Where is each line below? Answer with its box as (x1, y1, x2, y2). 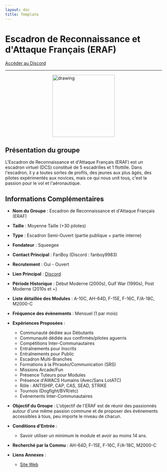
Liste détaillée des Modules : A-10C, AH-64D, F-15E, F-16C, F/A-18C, (12, 295, 155, 301)
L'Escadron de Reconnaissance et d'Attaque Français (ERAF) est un (5, 159, 143, 165)
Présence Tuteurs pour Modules (19, 372, 86, 378)
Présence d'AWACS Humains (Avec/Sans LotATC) (19, 378, 122, 383)
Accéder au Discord (5, 60, 46, 66)
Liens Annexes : (12, 452, 46, 458)
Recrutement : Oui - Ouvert (12, 262, 70, 268)
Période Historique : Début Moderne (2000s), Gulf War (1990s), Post (12, 281, 154, 286)
